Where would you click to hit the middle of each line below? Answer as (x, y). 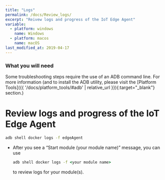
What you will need (30, 66)
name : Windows (29, 34)
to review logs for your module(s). (48, 172)
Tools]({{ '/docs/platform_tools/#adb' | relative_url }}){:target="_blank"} (80, 87)
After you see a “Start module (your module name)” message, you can (86, 147)
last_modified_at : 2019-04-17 (37, 48)
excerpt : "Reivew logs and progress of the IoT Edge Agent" (71, 19)
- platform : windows (32, 29)
